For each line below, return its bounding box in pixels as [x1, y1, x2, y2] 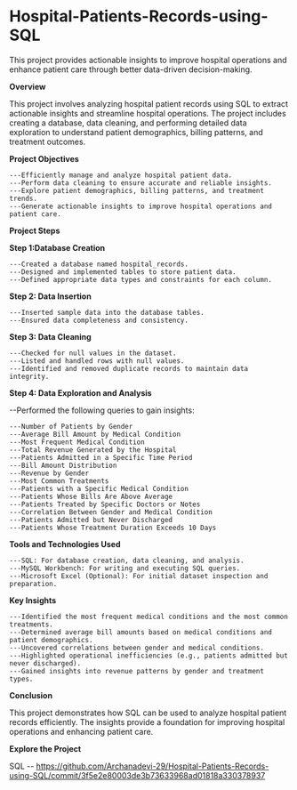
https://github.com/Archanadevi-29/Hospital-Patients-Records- [36, 761, 269, 771]
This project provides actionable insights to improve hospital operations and [9, 54, 287, 65]
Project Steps [9, 225, 60, 236]
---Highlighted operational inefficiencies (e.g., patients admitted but [9, 651, 289, 660]
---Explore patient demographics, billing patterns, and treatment [9, 186, 265, 195]
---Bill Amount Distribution [9, 461, 117, 470]
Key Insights [9, 594, 57, 606]
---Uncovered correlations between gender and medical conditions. [9, 643, 265, 652]
